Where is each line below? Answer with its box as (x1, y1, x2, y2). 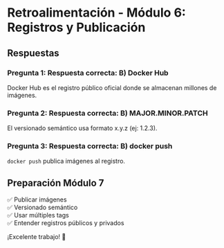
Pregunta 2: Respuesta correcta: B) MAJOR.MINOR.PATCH (7, 108, 209, 118)
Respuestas (7, 47, 60, 59)
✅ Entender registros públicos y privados (7, 219, 124, 227)
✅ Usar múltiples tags (7, 211, 69, 220)
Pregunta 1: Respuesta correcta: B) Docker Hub (7, 68, 169, 78)
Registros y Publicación (7, 19, 146, 35)
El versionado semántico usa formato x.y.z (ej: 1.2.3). (7, 124, 158, 132)
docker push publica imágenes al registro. (7, 157, 126, 166)
